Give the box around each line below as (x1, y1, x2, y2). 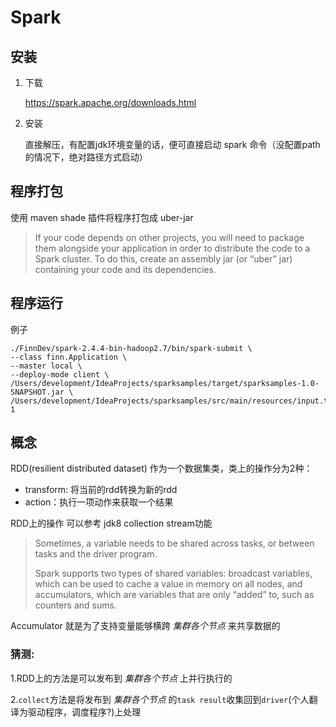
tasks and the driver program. (34, 548, 158, 560)
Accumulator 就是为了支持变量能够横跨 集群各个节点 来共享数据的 (10, 620, 281, 632)
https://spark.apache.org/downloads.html (24, 97, 197, 108)
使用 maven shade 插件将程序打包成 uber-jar (10, 211, 194, 223)
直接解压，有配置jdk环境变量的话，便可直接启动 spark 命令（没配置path (24, 139, 321, 150)
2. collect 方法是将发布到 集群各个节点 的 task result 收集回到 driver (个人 (10, 693, 310, 705)
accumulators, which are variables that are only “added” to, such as (34, 589, 315, 601)
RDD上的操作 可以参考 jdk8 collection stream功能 (10, 517, 213, 530)
